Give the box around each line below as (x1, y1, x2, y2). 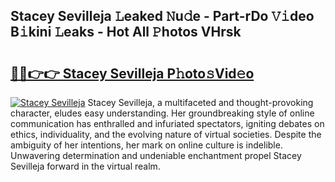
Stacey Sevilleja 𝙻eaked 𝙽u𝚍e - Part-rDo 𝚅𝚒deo (10, 8, 315, 25)
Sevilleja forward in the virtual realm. (10, 160, 161, 172)
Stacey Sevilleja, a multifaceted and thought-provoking (87, 97, 314, 108)
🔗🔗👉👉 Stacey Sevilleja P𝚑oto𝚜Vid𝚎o (10, 65, 255, 82)
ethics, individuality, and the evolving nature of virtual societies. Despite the (10, 129, 322, 140)
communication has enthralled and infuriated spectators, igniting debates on (10, 118, 325, 129)
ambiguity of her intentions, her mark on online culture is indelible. (10, 139, 283, 151)
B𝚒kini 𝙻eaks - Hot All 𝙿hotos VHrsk (10, 24, 242, 41)
